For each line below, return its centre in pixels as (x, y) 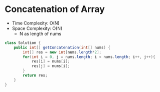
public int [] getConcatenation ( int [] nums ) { (62, 47)
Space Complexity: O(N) (37, 28)
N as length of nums (40, 33)
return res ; (35, 75)
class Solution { (23, 43)
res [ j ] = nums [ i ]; (51, 66)
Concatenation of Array (55, 9)
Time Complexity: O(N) (36, 23)
